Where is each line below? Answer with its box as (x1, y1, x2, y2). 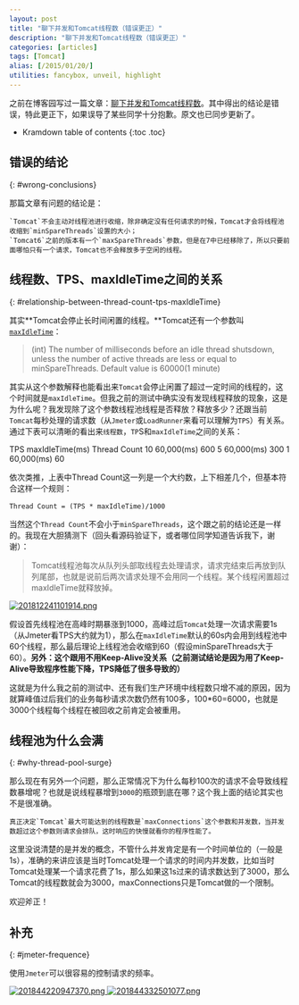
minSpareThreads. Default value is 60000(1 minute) (30, 363, 220, 373)
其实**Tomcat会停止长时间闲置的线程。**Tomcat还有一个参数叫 (9, 314, 245, 325)
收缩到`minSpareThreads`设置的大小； (9, 226, 137, 236)
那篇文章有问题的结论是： (9, 197, 104, 208)
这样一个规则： (16, 482, 72, 493)
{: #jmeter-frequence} (9, 950, 91, 960)
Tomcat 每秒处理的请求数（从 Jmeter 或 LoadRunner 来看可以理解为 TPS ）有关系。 (9, 415, 289, 425)
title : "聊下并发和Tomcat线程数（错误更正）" (9, 23, 162, 33)
